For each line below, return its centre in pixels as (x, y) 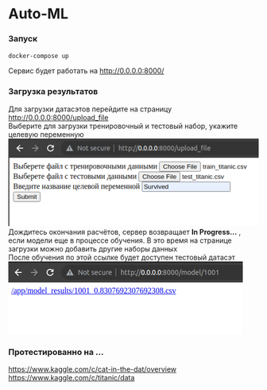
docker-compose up (39, 57)
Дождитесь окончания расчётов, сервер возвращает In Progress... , (125, 232)
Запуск (23, 39)
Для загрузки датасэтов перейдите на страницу (90, 109)
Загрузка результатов (53, 92)
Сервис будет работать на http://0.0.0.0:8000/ (86, 71)
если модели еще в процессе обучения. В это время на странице (120, 240)
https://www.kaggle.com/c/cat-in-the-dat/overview (93, 369)
